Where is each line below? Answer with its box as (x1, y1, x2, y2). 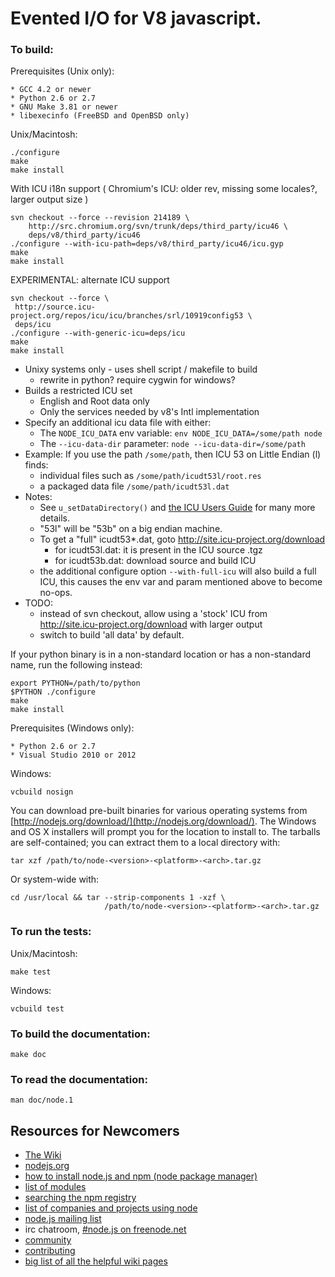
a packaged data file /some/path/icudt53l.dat (39, 480, 230, 492)
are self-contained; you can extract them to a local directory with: (10, 837, 281, 849)
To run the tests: (10, 925, 92, 939)
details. (39, 512, 71, 524)
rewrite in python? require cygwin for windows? (39, 374, 236, 386)
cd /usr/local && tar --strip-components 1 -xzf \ (10, 893, 226, 903)
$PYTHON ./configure (10, 687, 97, 697)
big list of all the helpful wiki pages (24, 1255, 168, 1267)
